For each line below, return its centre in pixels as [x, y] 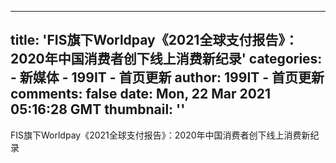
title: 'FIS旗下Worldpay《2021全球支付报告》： [154, 40]
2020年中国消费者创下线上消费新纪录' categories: [166, 59]
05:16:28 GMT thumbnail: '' [98, 109]
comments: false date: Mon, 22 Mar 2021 [141, 94]
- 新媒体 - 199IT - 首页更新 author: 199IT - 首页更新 [167, 77]
